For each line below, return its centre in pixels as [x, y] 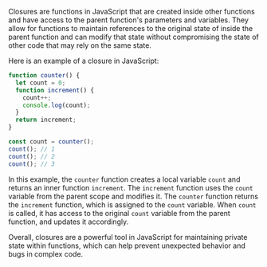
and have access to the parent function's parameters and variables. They [129, 20]
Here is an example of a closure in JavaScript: [84, 61]
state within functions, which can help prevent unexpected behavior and [127, 245]
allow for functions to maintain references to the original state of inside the [131, 28]
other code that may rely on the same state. [80, 45]
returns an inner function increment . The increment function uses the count [131, 187]
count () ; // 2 [32, 156]
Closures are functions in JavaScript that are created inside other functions [132, 12]
